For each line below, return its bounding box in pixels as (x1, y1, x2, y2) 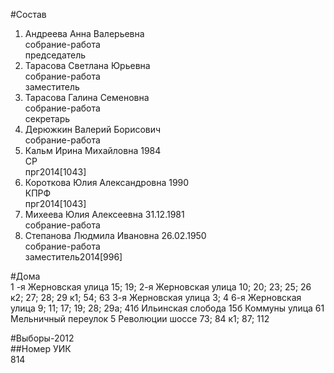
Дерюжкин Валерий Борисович (24, 124, 162, 135)
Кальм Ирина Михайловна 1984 (24, 145, 162, 156)
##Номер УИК (10, 343, 72, 354)
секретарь (24, 113, 71, 124)
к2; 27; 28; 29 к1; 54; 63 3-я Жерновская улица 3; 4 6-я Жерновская (10, 292, 302, 303)
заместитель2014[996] (24, 251, 123, 263)
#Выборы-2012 (10, 332, 75, 344)
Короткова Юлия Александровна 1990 (24, 177, 190, 188)
